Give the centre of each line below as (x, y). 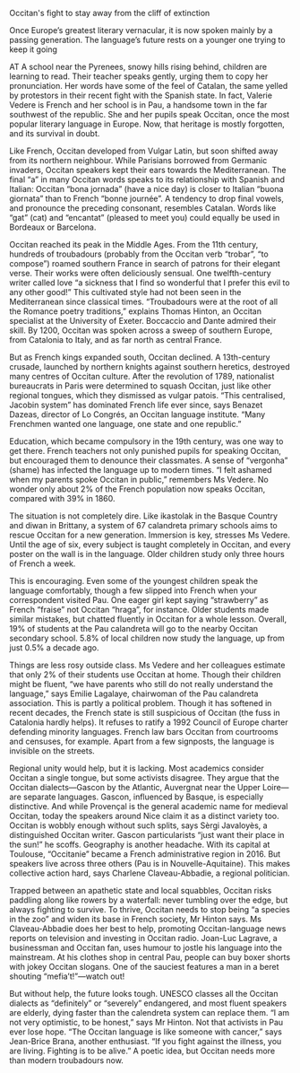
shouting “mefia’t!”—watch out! (67, 976)
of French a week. (43, 563)
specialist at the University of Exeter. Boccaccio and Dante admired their (143, 321)
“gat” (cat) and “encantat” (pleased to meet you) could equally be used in (145, 218)
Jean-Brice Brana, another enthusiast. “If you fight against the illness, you (146, 1041)
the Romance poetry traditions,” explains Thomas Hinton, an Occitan (136, 311)
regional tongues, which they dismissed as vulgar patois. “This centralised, (147, 395)
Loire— (276, 787)
